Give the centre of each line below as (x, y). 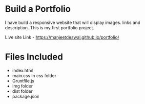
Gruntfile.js (23, 81)
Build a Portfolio (38, 9)
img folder (22, 86)
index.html (23, 70)
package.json (26, 96)
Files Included (34, 57)
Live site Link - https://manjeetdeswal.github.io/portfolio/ (62, 37)
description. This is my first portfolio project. (50, 27)
